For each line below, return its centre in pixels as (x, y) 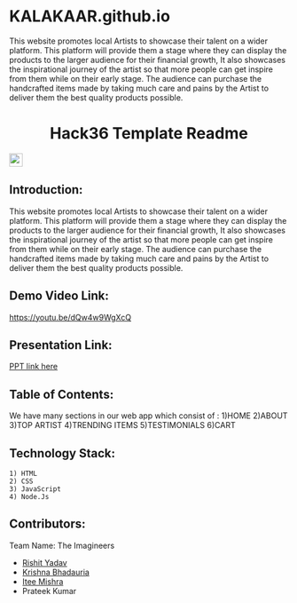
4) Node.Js (29, 496)
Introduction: (46, 190)
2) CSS (21, 481)
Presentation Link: (61, 345)
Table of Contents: (62, 394)
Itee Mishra (43, 581)
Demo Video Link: (59, 296)
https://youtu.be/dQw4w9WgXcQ (70, 317)
